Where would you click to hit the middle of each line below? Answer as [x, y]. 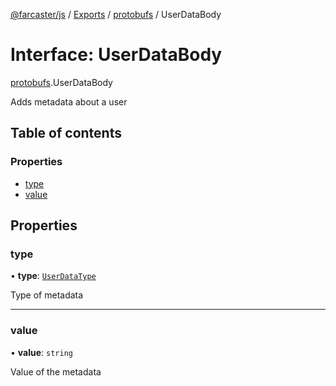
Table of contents [66, 133]
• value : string [41, 352]
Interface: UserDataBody [116, 55]
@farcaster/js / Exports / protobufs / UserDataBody [116, 14]
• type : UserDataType [53, 276]
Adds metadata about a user [69, 101]
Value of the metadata [56, 371]
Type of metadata [47, 295]
